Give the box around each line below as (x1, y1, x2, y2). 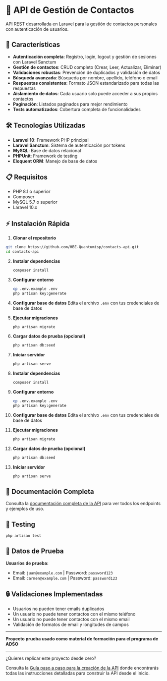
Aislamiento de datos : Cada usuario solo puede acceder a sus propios (12, 90, 158, 96)
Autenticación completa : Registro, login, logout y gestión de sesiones (12, 54, 157, 59)
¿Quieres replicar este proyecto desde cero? (5, 655, 96, 661)
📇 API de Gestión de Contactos (5, 4, 134, 16)
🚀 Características (5, 41, 60, 49)
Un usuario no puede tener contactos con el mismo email (12, 616, 130, 622)
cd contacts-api (5, 249, 39, 254)
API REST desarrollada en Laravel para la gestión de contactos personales (5, 21, 158, 27)
